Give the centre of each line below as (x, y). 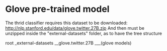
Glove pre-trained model (57, 9)
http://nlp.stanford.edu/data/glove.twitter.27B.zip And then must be (75, 28)
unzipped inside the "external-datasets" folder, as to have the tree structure (84, 33)
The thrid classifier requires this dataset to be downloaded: (66, 23)
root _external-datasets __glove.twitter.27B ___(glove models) (68, 43)
